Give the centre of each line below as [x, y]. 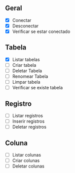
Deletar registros [29, 127]
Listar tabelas [26, 59]
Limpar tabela [26, 82]
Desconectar [25, 26]
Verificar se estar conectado [41, 31]
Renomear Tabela [30, 76]
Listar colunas [26, 155]
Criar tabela [24, 65]
